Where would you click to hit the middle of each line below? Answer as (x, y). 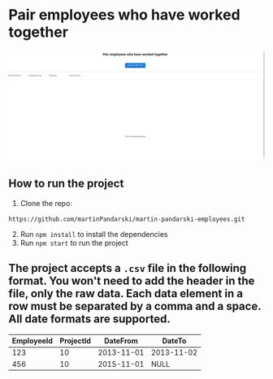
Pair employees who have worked (125, 15)
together (39, 32)
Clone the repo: (46, 203)
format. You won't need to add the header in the (132, 281)
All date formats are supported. (89, 319)
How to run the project (66, 184)
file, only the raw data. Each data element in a (126, 294)
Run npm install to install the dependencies (94, 234)
